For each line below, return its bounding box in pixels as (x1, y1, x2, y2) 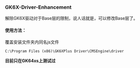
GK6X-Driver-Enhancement (5, 4, 71, 11)
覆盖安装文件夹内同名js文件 (5, 39, 59, 45)
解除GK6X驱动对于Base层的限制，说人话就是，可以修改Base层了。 (5, 15, 138, 21)
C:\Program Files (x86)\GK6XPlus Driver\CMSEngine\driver (5, 49, 124, 54)
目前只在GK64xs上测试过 (5, 57, 56, 64)
